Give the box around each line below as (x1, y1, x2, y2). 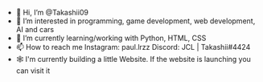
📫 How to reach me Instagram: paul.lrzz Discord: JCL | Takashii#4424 (15, 43, 251, 51)
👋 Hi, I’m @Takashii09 (15, 8, 88, 17)
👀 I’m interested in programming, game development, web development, (15, 16, 256, 26)
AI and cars (15, 25, 55, 34)
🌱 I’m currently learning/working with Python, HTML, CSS (15, 33, 207, 43)
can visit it (15, 66, 51, 76)
